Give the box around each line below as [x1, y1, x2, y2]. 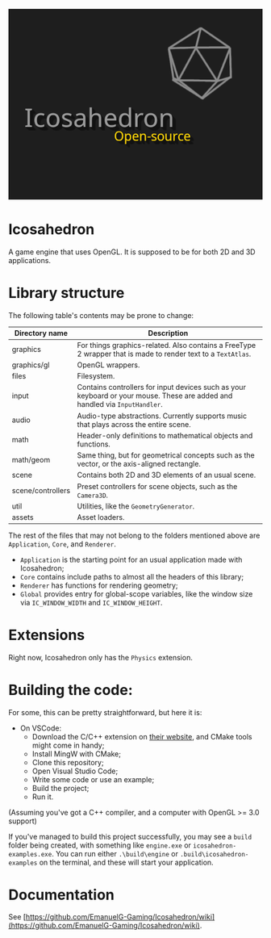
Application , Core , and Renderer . [8, 538, 117, 549]
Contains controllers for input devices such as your [77, 383, 246, 392]
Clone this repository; [31, 757, 104, 767]
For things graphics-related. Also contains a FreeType [77, 340, 256, 350]
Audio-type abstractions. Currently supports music [77, 411, 248, 421]
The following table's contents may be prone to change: [8, 310, 194, 320]
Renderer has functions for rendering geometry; [19, 580, 179, 590]
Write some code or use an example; [31, 774, 155, 784]
